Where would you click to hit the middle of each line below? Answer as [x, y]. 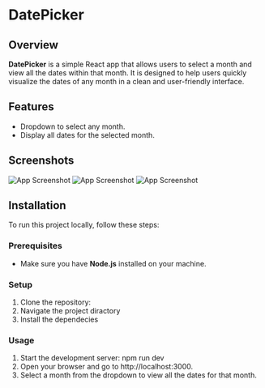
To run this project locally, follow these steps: [84, 225]
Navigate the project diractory [70, 311]
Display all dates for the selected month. [88, 134]
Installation [37, 205]
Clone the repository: [56, 302]
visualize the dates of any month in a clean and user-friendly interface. [126, 81]
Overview [34, 45]
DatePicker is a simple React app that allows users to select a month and [130, 64]
